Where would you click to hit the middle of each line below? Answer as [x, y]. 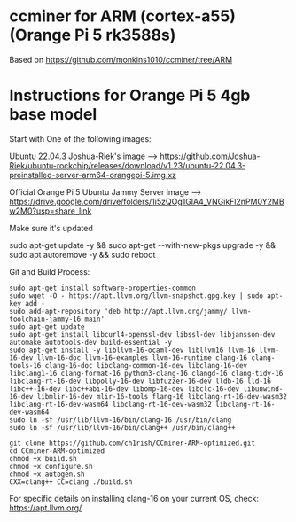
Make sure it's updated [51, 228]
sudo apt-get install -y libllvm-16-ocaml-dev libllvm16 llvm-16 [132, 350]
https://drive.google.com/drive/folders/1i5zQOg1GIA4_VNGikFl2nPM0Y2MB [147, 201]
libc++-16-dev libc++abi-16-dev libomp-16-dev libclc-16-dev [125, 389]
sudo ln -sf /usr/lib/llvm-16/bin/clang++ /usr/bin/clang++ [123, 427]
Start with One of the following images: [81, 138]
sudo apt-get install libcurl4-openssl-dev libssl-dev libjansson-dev [142, 334]
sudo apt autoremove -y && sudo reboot [82, 254]
